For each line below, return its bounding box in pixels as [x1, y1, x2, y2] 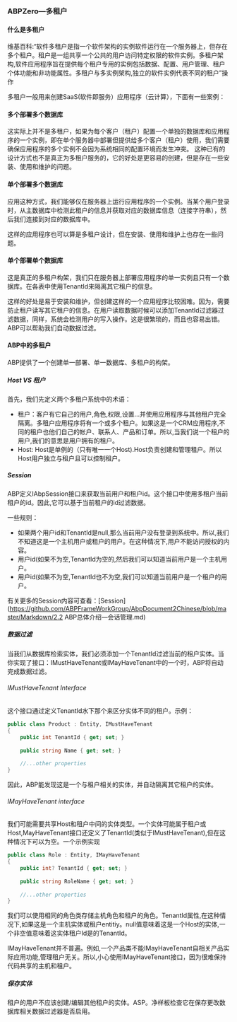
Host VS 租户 [7, 376, 46, 384]
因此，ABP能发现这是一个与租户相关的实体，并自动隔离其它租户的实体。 [7, 780, 217, 789]
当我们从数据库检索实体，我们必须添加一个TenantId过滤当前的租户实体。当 [7, 649, 224, 658]
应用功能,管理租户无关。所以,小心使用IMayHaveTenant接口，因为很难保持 [13, 953, 226, 961]
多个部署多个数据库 [7, 110, 63, 118]
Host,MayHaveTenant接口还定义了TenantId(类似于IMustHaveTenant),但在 [7, 829, 220, 837]
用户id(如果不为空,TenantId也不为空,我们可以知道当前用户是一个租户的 [17, 572, 221, 581]
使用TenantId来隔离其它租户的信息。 [50, 281, 157, 291]
